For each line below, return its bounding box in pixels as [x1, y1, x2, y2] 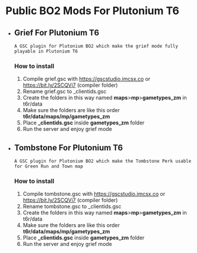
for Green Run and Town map [14, 163, 83, 169]
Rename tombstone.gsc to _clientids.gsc [22, 203, 122, 210]
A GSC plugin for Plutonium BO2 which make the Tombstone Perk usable [14, 158, 192, 165]
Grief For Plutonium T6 [14, 28, 100, 38]
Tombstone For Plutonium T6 [14, 143, 123, 153]
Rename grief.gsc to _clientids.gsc [22, 88, 107, 95]
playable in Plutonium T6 [14, 48, 78, 54]
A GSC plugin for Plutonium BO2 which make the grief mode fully [14, 43, 178, 49]
